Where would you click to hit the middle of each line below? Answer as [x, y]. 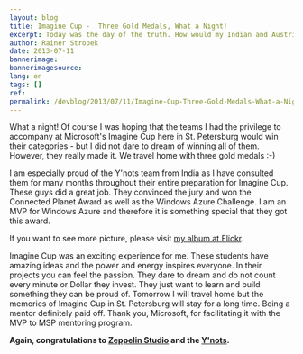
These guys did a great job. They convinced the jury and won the [130, 192]
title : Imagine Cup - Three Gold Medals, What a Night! [119, 26]
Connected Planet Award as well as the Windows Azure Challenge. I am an [148, 202]
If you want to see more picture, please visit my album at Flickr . [127, 239]
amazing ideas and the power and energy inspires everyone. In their [136, 266]
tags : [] [26, 85]
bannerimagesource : [46, 68]
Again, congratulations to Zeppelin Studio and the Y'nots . [119, 340]
